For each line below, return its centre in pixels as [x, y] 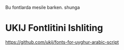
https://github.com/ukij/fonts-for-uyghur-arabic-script [62, 42]
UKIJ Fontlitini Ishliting [54, 28]
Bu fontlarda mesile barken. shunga [43, 7]
